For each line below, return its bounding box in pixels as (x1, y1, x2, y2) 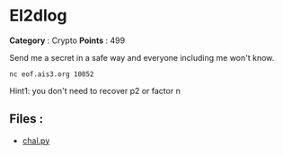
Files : (9, 111, 43, 126)
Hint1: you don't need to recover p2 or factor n (9, 85, 181, 96)
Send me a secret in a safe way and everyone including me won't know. (9, 52, 275, 63)
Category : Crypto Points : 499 (9, 35, 126, 46)
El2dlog (9, 5, 67, 26)
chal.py (22, 135, 50, 146)
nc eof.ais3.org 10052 (9, 69, 94, 79)
